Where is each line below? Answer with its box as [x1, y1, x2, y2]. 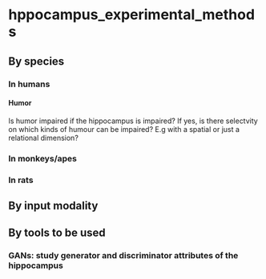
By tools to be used [8, 226, 106, 240]
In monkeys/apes [8, 153, 78, 164]
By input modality [8, 198, 99, 213]
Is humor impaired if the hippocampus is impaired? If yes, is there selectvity [8, 116, 258, 126]
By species [8, 54, 65, 68]
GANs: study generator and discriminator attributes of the [8, 250, 239, 261]
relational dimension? [8, 133, 79, 142]
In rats [8, 174, 34, 185]
